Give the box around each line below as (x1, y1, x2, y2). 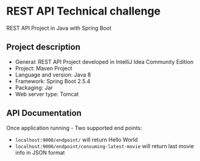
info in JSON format (15, 149, 65, 156)
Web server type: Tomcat (15, 90, 79, 98)
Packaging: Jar (15, 84, 53, 91)
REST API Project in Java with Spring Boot (6, 24, 112, 32)
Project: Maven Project (15, 64, 73, 72)
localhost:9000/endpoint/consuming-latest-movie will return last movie (15, 142, 195, 149)
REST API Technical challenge (6, 4, 161, 18)
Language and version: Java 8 (15, 71, 91, 78)
